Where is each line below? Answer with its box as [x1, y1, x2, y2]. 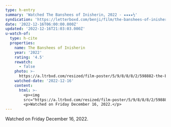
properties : [10, 41, 36, 46]
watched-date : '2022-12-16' [14, 78, 74, 83]
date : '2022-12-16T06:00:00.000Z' [5, 21, 79, 27]
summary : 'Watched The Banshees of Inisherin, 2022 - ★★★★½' [5, 12, 138, 17]
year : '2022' [14, 50, 42, 55]
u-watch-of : [5, 31, 31, 36]
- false [18, 64, 36, 69]
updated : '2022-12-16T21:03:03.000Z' [5, 26, 85, 31]
